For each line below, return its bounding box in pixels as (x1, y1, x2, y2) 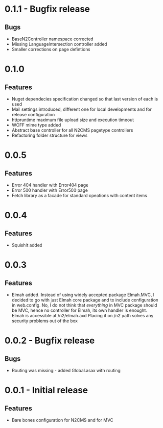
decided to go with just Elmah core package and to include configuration (11, 297, 159, 302)
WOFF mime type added (11, 122, 61, 128)
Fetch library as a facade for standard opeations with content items (11, 193, 147, 198)
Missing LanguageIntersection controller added (11, 41, 107, 47)
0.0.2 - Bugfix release (4, 335, 95, 346)
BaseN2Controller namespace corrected (11, 36, 93, 42)
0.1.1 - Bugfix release (4, 3, 90, 15)
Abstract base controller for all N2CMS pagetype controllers (11, 127, 133, 133)
